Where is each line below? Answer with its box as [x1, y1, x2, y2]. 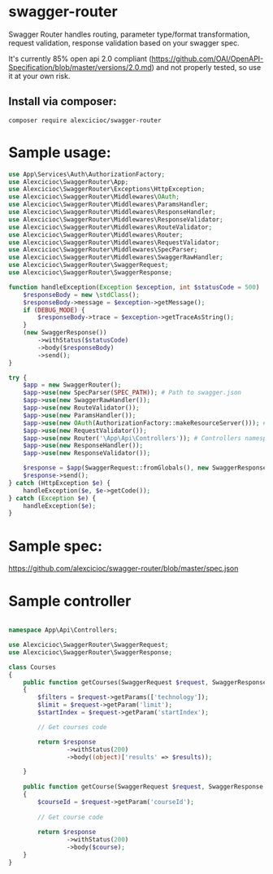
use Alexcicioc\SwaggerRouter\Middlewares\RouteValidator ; [8, 223, 213, 231]
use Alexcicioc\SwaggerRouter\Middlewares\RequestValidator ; [8, 238, 220, 247]
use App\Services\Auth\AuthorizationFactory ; [8, 170, 165, 178]
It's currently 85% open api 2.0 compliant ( [8, 54, 152, 63]
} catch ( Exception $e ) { [8, 494, 96, 502]
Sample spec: [8, 536, 103, 555]
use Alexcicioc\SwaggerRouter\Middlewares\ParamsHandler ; [8, 200, 209, 209]
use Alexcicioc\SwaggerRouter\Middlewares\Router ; [8, 230, 184, 238]
